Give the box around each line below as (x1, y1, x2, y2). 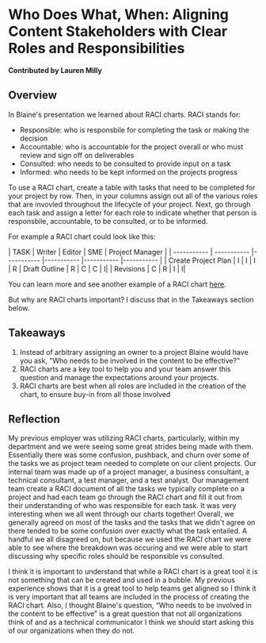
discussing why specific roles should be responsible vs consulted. (8, 552, 225, 561)
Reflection (8, 412, 61, 425)
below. (8, 303, 30, 313)
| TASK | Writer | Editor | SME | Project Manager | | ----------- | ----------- (8, 247, 250, 256)
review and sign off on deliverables (19, 150, 135, 160)
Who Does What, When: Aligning (8, 6, 230, 24)
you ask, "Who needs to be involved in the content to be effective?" (19, 356, 241, 365)
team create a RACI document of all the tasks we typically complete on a (8, 484, 245, 494)
